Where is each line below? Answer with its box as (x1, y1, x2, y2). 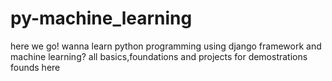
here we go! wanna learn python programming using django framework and (10, 40, 322, 52)
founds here (10, 61, 61, 73)
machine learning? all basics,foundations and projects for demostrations (10, 50, 308, 62)
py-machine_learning (10, 7, 193, 30)
